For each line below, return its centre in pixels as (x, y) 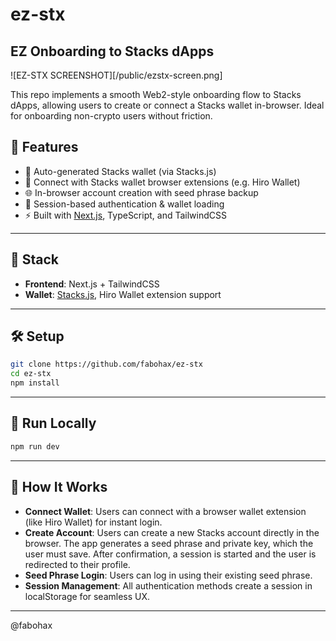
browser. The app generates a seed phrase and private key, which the (169, 543)
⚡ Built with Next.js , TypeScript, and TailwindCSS (125, 215)
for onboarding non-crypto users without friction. (111, 116)
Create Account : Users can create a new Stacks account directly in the (172, 532)
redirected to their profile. (77, 564)
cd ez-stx (31, 374)
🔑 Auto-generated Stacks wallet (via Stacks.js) (120, 171)
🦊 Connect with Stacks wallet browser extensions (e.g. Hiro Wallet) (162, 182)
